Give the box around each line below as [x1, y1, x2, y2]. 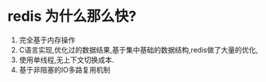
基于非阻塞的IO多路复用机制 [18, 64, 111, 74]
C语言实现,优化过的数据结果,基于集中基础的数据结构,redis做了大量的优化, [18, 45, 258, 54]
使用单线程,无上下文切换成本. [18, 55, 115, 64]
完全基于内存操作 [18, 35, 76, 45]
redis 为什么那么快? [7, 7, 137, 25]
